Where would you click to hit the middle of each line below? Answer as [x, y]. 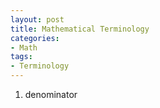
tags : [21, 57]
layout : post [37, 19]
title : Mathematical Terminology [80, 29]
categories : [35, 38]
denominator [51, 94]
